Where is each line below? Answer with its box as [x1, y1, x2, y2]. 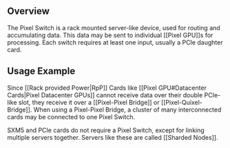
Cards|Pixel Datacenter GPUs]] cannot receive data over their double [7, 90, 203, 99]
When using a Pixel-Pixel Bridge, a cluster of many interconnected [33, 106, 222, 114]
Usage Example [7, 65, 76, 77]
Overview [7, 5, 50, 17]
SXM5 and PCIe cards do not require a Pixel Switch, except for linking [7, 126, 205, 134]
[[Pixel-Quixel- [160, 98, 203, 106]
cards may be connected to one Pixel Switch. [7, 112, 136, 121]
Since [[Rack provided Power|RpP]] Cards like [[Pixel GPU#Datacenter [7, 84, 207, 92]
